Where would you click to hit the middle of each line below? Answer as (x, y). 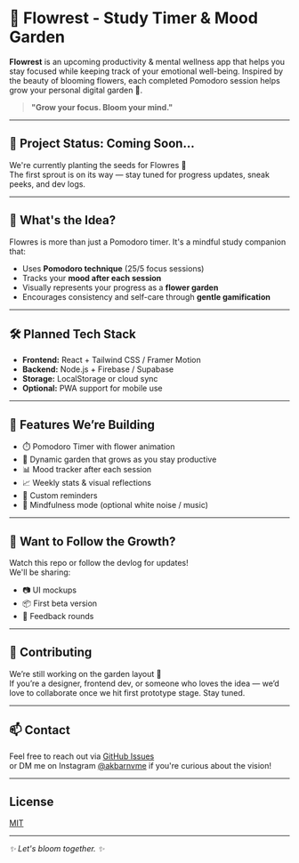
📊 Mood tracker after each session (87, 470)
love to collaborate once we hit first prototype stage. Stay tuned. (127, 692)
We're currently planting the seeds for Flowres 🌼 (98, 165)
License (32, 802)
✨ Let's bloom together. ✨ (57, 849)
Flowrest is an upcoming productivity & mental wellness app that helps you (147, 61)
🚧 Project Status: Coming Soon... (102, 144)
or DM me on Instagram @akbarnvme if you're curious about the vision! (141, 765)
